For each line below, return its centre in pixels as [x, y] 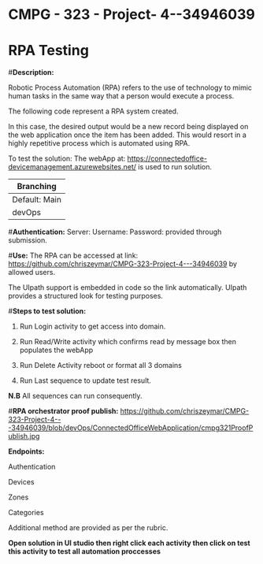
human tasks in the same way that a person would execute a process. [121, 96]
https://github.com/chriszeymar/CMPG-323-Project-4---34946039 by [123, 264]
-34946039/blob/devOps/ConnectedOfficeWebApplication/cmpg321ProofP [131, 428]
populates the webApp [56, 350]
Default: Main [37, 200]
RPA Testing [48, 51]
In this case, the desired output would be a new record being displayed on [128, 127]
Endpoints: [26, 451]
